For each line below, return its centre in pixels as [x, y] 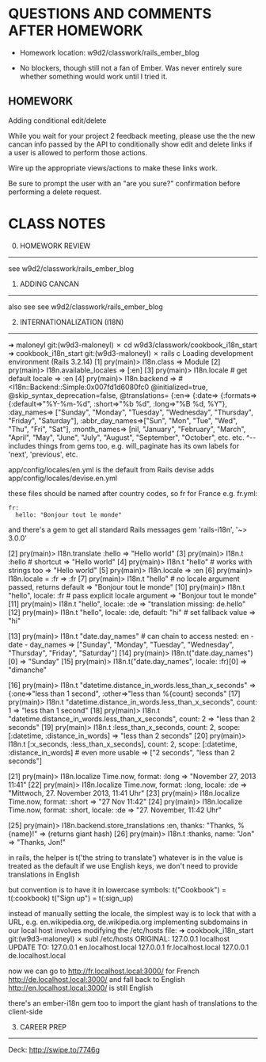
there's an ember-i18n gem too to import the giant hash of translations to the [133, 1003]
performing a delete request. [55, 192]
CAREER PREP [43, 1026]
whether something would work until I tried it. [93, 76]
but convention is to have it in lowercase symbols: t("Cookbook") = [118, 889]
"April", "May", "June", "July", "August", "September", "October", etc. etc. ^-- [132, 437]
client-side [26, 1011]
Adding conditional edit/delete [57, 120]
